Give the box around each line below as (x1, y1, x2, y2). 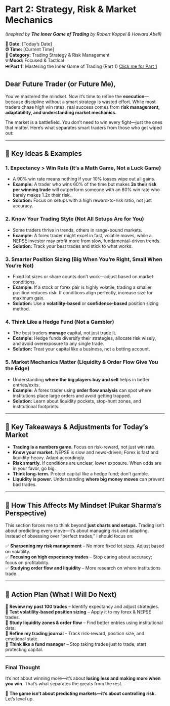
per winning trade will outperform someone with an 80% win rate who (12, 187, 160, 193)
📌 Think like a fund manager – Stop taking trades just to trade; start (5, 641, 147, 647)
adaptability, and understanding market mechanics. (5, 109, 117, 115)
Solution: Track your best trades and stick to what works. (12, 243, 133, 249)
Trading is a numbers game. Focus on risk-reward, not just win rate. (12, 444, 156, 450)
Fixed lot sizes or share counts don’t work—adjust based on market (12, 274, 153, 280)
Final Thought (5, 664, 40, 671)
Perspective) (5, 509, 47, 517)
